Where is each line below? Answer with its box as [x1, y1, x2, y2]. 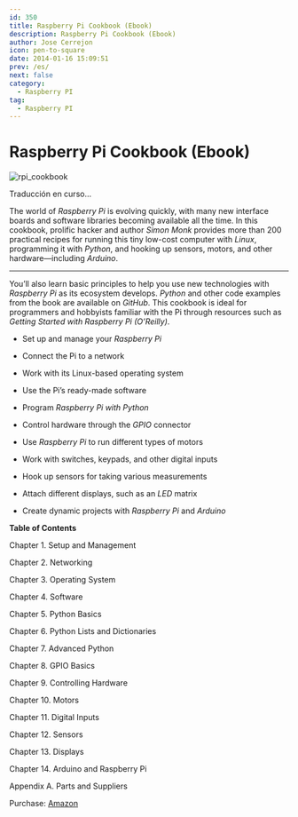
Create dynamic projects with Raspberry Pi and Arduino [21, 505, 226, 516]
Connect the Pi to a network [21, 351, 125, 361]
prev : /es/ [9, 63, 50, 72]
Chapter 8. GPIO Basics [9, 661, 96, 671]
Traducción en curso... [9, 188, 92, 200]
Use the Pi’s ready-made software [21, 385, 147, 396]
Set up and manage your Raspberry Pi [21, 334, 162, 345]
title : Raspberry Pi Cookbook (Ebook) [9, 21, 153, 30]
